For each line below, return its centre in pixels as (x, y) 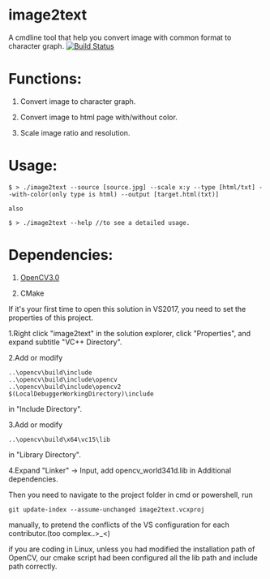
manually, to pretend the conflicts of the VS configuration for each (119, 525)
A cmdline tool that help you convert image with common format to (120, 37)
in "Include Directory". (45, 408)
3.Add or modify (36, 425)
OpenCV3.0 (40, 277)
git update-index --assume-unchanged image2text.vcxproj (107, 509)
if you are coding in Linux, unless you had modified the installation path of (132, 549)
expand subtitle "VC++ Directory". (65, 342)
